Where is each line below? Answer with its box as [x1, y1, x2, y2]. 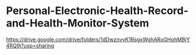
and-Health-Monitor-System [6, 16, 150, 30]
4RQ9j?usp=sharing [6, 42, 55, 49]
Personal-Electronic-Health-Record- [6, 4, 189, 18]
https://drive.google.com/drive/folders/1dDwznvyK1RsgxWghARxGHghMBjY [6, 36, 190, 43]
